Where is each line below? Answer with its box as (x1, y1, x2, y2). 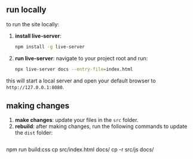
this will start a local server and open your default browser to (6, 77, 157, 84)
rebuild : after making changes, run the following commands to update (14, 123, 188, 130)
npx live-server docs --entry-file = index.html (14, 66, 133, 72)
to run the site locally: (6, 20, 60, 27)
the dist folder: (14, 129, 53, 136)
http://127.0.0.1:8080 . (6, 83, 65, 90)
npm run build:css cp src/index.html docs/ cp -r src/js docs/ (6, 146, 154, 153)
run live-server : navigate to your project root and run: (14, 54, 148, 62)
